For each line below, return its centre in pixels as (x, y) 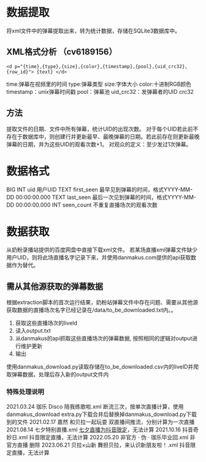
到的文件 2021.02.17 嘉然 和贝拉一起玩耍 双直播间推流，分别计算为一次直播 (101, 422)
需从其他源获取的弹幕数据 (55, 286)
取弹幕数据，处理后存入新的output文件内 (58, 374)
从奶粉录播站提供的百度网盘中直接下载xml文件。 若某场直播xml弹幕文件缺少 (102, 250)
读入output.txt (33, 331)
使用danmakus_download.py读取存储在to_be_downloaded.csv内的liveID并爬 (103, 367)
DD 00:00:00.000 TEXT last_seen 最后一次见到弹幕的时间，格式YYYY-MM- (101, 197)
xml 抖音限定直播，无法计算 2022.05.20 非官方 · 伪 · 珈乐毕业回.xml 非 (107, 437)
